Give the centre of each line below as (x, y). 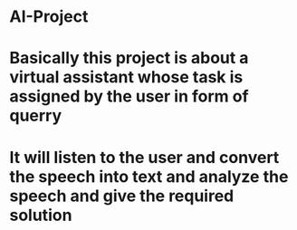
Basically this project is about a (129, 58)
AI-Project (49, 17)
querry (36, 116)
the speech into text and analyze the (149, 176)
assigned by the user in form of (129, 96)
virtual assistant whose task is (126, 77)
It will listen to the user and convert (144, 157)
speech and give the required (122, 196)
